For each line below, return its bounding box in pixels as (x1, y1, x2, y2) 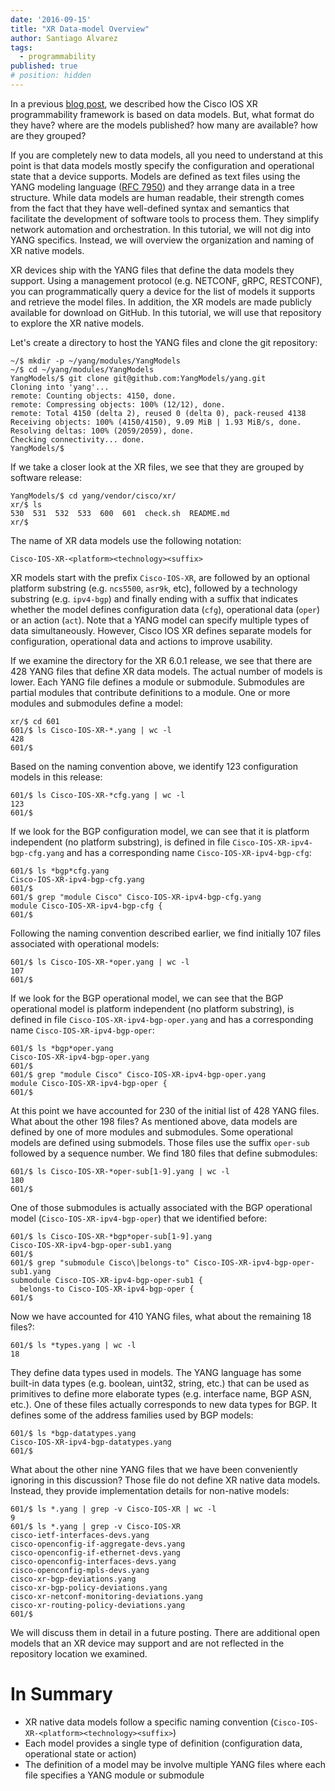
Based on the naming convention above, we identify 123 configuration (10, 760, 298, 772)
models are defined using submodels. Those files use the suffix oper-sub (10, 1136, 310, 1148)
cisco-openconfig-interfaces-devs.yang (10, 1556, 177, 1566)
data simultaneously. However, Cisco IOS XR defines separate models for (10, 624, 312, 636)
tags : (10, 42, 33, 53)
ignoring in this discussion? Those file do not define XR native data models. (10, 1474, 321, 1486)
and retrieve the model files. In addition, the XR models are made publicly (10, 296, 312, 308)
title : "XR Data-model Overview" (10, 24, 150, 34)
